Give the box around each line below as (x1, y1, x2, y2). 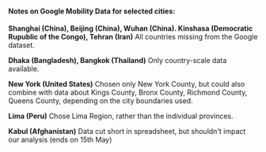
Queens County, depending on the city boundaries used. (8, 96, 193, 106)
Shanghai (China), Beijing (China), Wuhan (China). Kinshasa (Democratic (8, 24, 253, 33)
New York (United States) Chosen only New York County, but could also (8, 80, 245, 89)
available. (8, 64, 40, 74)
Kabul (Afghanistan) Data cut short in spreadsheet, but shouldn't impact (8, 127, 246, 136)
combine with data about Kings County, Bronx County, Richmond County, (8, 87, 248, 98)
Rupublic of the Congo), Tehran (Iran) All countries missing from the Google (8, 32, 258, 42)
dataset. (8, 40, 36, 50)
